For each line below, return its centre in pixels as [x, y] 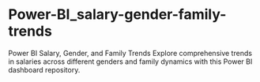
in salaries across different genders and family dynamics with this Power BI [130, 61]
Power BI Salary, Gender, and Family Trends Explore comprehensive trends [130, 53]
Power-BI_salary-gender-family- [117, 15]
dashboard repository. [44, 69]
